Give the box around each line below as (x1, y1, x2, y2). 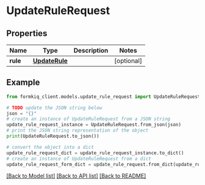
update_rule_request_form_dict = (6, 161, 92, 167)
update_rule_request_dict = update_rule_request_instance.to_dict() (6, 149, 184, 156)
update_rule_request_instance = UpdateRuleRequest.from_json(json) (6, 122, 182, 128)
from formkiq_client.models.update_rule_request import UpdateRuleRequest (6, 93, 201, 100)
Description (73, 47, 109, 55)
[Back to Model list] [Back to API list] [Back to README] (6, 172, 146, 179)
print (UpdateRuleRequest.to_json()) (6, 133, 99, 140)
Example (6, 77, 40, 88)
